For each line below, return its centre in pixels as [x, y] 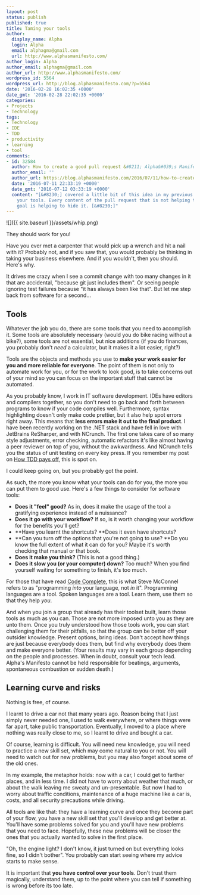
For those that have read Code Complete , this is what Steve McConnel [92, 581]
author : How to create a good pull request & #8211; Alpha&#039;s [94, 167]
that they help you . [29, 600]
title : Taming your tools [38, 28]
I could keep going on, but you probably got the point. [72, 471]
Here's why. [21, 265]
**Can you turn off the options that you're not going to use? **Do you [101, 538]
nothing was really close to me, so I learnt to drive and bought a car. [90, 733]
